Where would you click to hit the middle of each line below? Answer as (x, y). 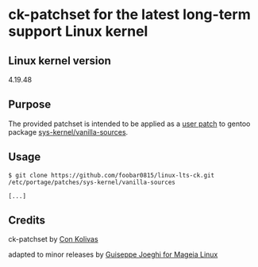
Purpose (30, 105)
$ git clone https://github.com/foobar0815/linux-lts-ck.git (112, 175)
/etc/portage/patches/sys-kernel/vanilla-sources (92, 182)
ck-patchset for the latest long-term (130, 15)
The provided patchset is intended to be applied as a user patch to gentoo (129, 124)
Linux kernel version (60, 61)
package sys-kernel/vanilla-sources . (68, 132)
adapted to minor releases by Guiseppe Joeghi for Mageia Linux (113, 254)
